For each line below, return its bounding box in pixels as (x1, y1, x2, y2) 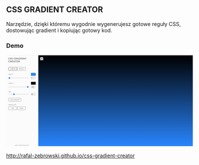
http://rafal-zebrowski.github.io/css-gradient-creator (6, 152, 135, 159)
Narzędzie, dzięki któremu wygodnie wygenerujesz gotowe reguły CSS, (6, 20, 181, 27)
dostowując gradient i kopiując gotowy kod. (6, 27, 113, 34)
